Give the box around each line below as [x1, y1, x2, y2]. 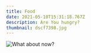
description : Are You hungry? [6, 19, 80, 25]
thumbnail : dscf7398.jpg [6, 24, 67, 31]
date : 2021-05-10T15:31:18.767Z [6, 14, 85, 20]
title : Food [6, 8, 35, 15]
